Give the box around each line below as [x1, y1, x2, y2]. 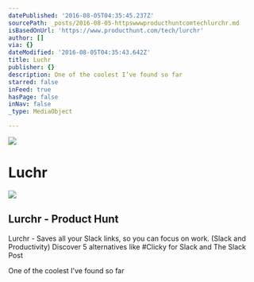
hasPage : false [8, 93, 59, 101]
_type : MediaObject [8, 108, 73, 116]
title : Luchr [8, 56, 52, 64]
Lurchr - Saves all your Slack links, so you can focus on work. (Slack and [8, 234, 246, 243]
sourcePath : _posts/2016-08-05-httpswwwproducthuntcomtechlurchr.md [8, 19, 240, 27]
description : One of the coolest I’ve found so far [8, 71, 183, 79]
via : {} [8, 41, 34, 49]
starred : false [8, 78, 59, 86]
